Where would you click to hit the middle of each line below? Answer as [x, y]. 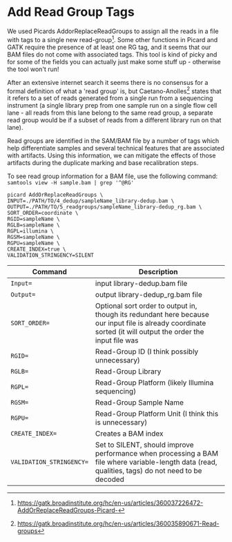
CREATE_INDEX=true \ [37, 249]
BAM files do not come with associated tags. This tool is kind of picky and [112, 54]
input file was [117, 340]
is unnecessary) [122, 423]
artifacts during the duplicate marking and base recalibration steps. [103, 163]
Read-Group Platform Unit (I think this [157, 414]
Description [158, 272]
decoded [110, 479]
